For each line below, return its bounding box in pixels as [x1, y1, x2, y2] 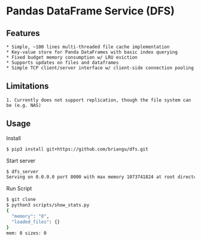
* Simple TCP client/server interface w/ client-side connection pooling [6, 65, 194, 71]
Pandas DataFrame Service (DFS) [6, 4, 175, 18]
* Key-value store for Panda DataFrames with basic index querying [6, 49, 178, 55]
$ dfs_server [6, 168, 39, 174]
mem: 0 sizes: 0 [6, 230, 47, 236]
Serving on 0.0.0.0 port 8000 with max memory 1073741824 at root [6, 174, 175, 180]
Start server [6, 157, 36, 164]
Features [6, 28, 40, 38]
